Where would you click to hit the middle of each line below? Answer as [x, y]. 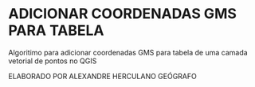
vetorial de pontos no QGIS [53, 61]
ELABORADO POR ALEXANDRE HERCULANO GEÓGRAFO [102, 76]
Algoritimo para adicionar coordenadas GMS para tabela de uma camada [128, 52]
